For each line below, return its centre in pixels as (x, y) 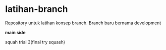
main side (15, 32)
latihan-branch (37, 9)
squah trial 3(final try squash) (35, 42)
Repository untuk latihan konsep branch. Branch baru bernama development (83, 23)
